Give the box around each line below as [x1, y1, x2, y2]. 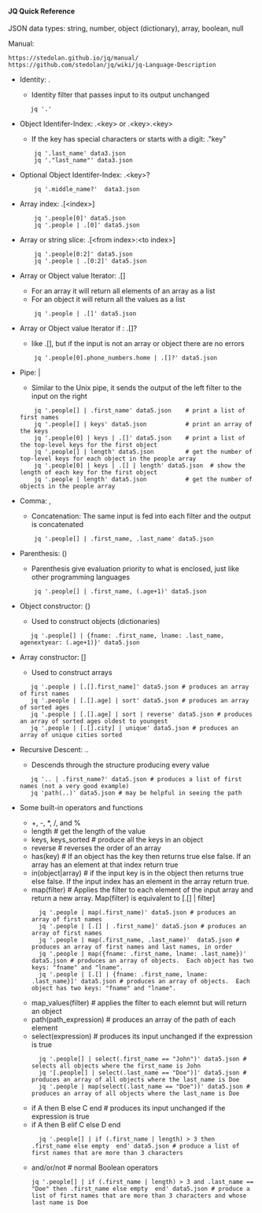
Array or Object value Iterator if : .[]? [19, 323, 138, 334]
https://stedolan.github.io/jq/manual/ [8, 54, 139, 62]
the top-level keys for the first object [19, 441, 157, 449]
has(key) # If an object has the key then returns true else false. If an [31, 852, 252, 861]
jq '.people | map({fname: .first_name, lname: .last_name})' [38, 950, 247, 958]
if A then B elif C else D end [31, 1120, 121, 1130]
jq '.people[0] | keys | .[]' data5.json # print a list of [34, 434, 245, 442]
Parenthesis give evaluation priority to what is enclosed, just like [31, 564, 240, 573]
